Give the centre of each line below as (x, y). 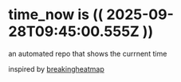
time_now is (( (56, 15)
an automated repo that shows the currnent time (88, 53)
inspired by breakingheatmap (57, 68)
